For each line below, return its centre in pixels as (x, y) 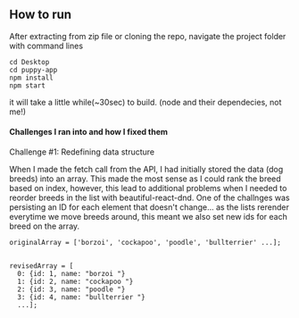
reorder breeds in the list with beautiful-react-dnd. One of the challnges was (149, 198)
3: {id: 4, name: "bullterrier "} (81, 297)
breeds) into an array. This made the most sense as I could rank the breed (145, 179)
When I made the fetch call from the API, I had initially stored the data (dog (146, 170)
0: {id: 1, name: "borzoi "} (71, 274)
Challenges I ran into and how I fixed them (88, 132)
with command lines (46, 46)
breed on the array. (45, 226)
